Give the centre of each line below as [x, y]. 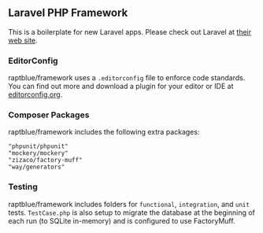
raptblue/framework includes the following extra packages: [104, 132]
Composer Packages [49, 115]
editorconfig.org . [35, 94]
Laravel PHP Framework [68, 13]
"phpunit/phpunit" [38, 146]
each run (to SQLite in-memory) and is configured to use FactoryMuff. [122, 220]
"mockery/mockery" [38, 153]
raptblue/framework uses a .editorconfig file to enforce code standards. [127, 78]
